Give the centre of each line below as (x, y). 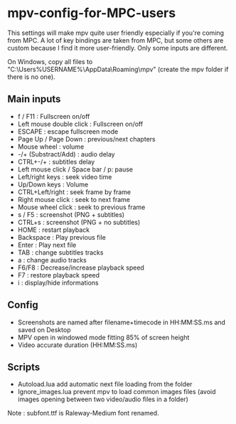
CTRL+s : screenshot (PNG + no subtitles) (79, 222)
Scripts (24, 367)
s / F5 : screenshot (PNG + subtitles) (71, 214)
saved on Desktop (44, 329)
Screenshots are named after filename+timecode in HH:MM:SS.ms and (122, 322)
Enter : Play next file (47, 245)
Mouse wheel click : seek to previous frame (81, 207)
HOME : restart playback (54, 230)
